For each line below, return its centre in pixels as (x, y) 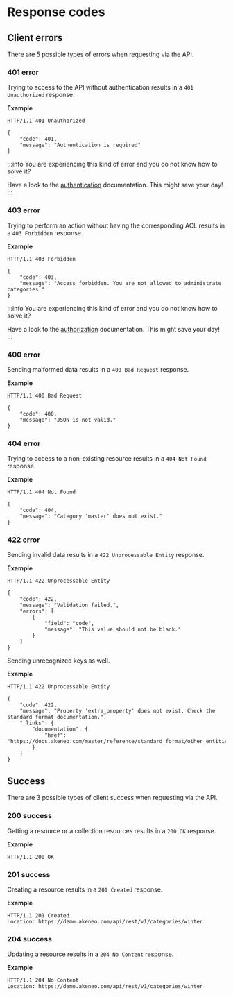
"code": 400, (38, 414)
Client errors (35, 38)
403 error (24, 210)
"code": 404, (38, 511)
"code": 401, (38, 139)
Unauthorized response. (41, 95)
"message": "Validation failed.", (69, 605)
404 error (24, 443)
